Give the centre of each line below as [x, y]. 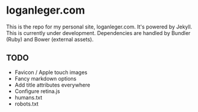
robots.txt [27, 104]
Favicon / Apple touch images [51, 72]
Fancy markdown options [46, 78]
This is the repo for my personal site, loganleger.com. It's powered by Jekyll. [99, 27]
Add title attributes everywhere [52, 85]
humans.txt [28, 97]
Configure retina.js [37, 91]
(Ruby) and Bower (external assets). [50, 39]
